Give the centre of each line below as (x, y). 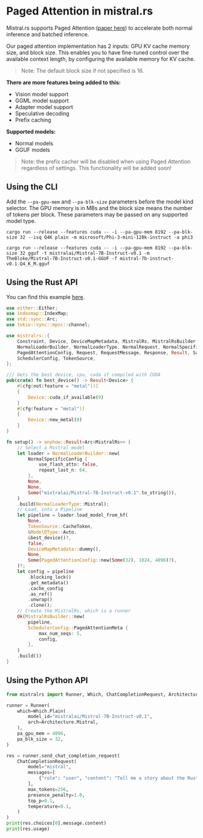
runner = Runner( (28, 705)
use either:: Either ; (32, 308)
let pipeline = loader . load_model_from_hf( (73, 515)
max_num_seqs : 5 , (60, 633)
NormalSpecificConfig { (58, 459)
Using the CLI (32, 187)
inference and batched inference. (48, 34)
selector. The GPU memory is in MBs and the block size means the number (100, 208)
